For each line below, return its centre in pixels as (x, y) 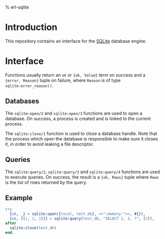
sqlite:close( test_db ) (33, 228)
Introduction (31, 27)
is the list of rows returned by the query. (46, 182)
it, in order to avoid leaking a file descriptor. (50, 144)
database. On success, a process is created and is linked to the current (78, 119)
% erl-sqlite (17, 7)
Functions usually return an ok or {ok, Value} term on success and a (75, 75)
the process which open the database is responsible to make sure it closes (82, 138)
